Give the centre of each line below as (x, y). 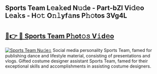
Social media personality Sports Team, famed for (102, 50)
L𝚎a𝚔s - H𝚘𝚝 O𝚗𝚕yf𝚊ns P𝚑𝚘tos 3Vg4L (66, 16)
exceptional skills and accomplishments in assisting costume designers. (78, 66)
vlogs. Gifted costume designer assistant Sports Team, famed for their (77, 61)
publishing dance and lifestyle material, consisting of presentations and (78, 56)
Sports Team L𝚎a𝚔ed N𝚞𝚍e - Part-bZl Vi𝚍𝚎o (75, 8)
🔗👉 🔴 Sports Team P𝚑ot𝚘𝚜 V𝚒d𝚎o (60, 36)
